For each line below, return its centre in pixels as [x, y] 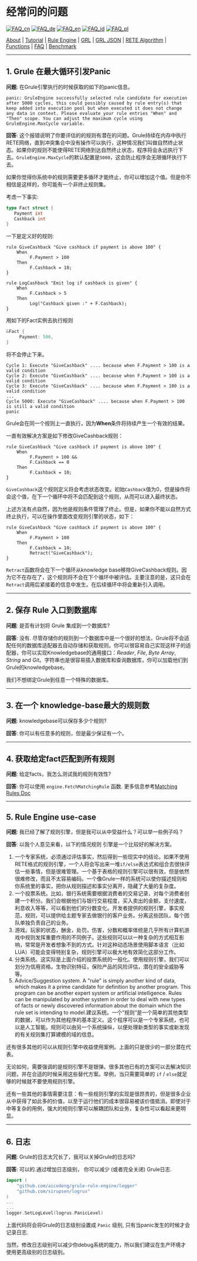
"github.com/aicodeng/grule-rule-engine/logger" [77, 1186]
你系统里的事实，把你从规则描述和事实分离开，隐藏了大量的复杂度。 [97, 886]
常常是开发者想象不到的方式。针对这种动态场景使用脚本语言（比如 [105, 945]
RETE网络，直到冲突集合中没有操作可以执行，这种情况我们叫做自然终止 [92, 142]
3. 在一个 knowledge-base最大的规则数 [78, 706]
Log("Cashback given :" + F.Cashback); [78, 304]
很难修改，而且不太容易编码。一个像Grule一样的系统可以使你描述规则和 [101, 879]
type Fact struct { [30, 208]
